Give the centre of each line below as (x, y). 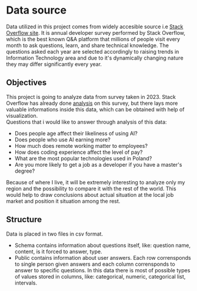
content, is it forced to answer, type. (58, 252)
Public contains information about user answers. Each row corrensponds (103, 257)
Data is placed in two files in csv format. (55, 234)
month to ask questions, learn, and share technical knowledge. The (88, 45)
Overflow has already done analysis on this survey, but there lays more (92, 103)
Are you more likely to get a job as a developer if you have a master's (98, 164)
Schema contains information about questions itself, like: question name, (103, 245)
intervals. (26, 283)
